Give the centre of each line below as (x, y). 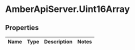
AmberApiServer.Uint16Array (67, 9)
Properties (22, 28)
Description (58, 42)
